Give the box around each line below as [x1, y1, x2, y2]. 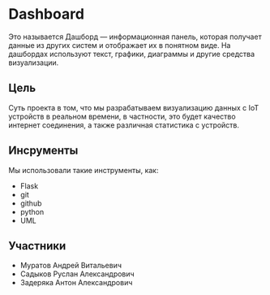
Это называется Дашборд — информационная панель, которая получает [8, 32, 262, 41]
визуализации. [8, 58, 59, 67]
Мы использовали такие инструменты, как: [8, 165, 159, 175]
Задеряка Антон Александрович [19, 278, 133, 288]
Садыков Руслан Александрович [19, 269, 135, 279]
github [19, 198, 42, 208]
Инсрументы [8, 144, 79, 158]
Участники [8, 239, 66, 253]
